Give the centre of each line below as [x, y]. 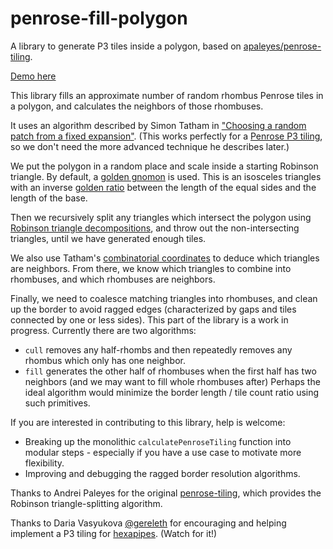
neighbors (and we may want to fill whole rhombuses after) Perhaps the [172, 381]
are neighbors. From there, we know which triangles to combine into [151, 268]
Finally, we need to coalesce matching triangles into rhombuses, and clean [164, 298]
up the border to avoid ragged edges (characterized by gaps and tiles [153, 309]
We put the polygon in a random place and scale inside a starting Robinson [164, 166]
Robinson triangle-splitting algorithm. [86, 503]
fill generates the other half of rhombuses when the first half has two [170, 371]
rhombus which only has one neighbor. [105, 360]
